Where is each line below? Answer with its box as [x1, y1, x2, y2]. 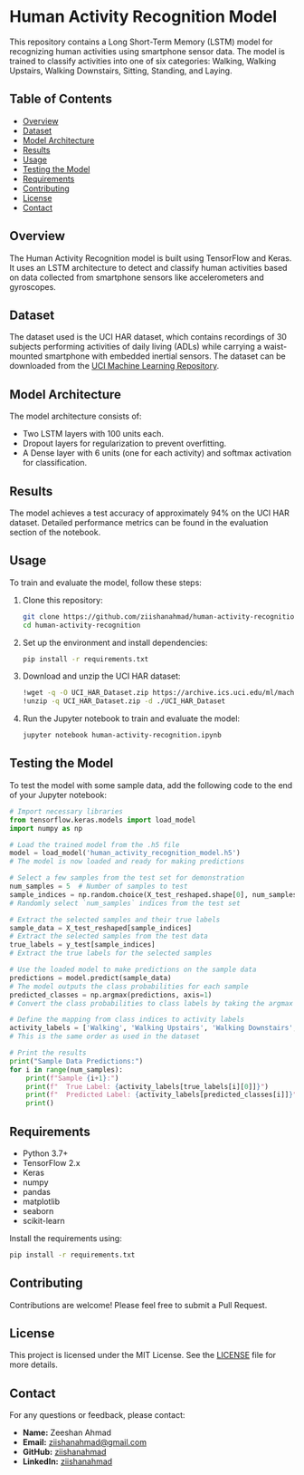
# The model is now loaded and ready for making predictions [9, 857, 245, 866]
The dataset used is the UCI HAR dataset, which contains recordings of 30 [9, 332, 288, 342]
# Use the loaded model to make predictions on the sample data [9, 965, 257, 974]
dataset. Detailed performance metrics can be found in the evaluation [9, 517, 269, 527]
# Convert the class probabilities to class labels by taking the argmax [9, 998, 294, 1007]
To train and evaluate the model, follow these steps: [9, 577, 202, 588]
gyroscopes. [9, 281, 56, 292]
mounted [9, 351, 43, 362]
